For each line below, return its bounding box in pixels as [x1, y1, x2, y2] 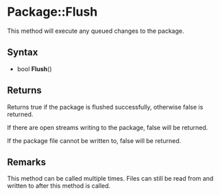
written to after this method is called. [7, 182, 111, 190]
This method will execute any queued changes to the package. [7, 27, 184, 35]
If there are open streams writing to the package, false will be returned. [7, 123, 208, 131]
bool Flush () [16, 64, 53, 73]
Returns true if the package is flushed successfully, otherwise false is [7, 103, 204, 111]
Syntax [7, 47, 38, 58]
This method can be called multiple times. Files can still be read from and [7, 174, 214, 183]
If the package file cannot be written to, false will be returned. [7, 136, 182, 144]
